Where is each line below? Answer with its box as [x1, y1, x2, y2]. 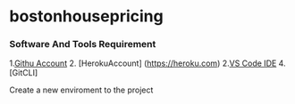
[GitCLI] [9, 68, 38, 78]
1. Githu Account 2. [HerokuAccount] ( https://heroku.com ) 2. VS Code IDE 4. [9, 58, 286, 68]
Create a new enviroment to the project [9, 84, 154, 95]
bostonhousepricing [9, 6, 164, 27]
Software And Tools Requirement [9, 38, 156, 51]
